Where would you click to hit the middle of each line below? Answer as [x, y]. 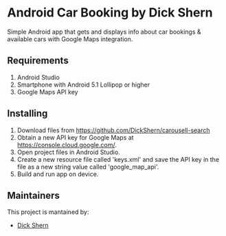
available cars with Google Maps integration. [70, 39]
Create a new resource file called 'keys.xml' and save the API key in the [118, 159]
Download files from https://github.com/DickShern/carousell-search [114, 130]
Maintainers [34, 195]
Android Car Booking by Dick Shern [110, 13]
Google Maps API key [47, 92]
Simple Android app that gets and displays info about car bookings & [104, 32]
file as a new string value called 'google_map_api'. [88, 167]
